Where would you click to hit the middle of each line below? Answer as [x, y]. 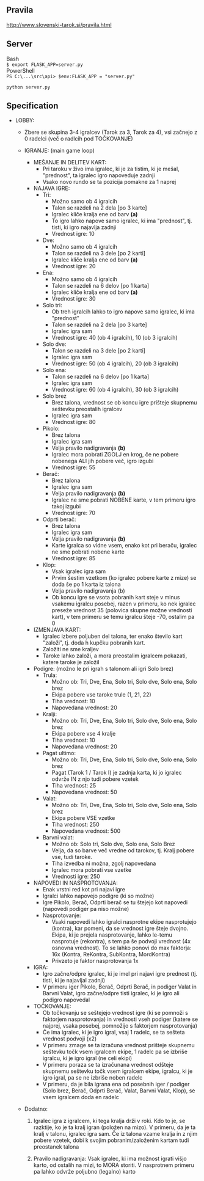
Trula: [50, 675]
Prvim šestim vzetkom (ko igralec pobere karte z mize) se [124, 578]
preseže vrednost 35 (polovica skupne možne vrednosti [122, 610]
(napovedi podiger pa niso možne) [86, 909]
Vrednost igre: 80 [74, 422]
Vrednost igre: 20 [74, 266]
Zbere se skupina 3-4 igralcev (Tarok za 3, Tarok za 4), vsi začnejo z [111, 132]
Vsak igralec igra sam [79, 571]
